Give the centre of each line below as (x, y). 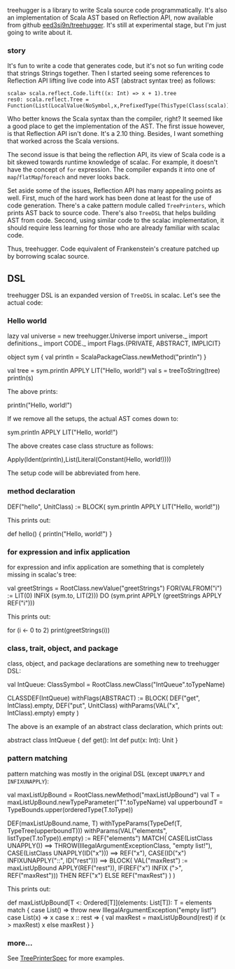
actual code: (25, 303)
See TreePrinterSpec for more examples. (66, 958)
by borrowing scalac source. (48, 256)
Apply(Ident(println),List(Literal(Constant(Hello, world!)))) (89, 460)
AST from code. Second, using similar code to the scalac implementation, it (116, 221)
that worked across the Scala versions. (63, 141)
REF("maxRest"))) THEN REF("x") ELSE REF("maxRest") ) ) (92, 875)
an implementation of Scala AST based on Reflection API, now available (110, 18)
